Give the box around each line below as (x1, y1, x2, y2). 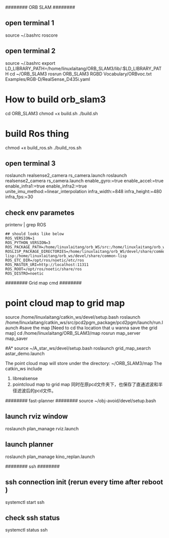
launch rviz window (5, 412, 68, 421)
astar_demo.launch (5, 350, 45, 356)
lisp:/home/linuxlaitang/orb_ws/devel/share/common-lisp (5, 253, 127, 258)
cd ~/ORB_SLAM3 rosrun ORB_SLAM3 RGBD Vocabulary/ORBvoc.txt (10, 70, 152, 77)
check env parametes (5, 208, 74, 217)
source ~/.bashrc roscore (5, 32, 58, 38)
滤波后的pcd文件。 (17, 388, 56, 394)
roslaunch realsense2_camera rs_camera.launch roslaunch (5, 172, 127, 178)
